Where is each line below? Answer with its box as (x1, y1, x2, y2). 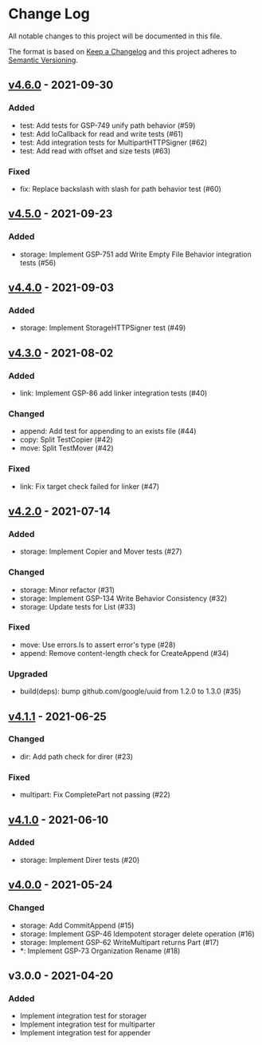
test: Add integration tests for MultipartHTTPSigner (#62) (19, 137, 208, 147)
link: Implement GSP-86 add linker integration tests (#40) (19, 388, 208, 398)
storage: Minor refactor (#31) (19, 585, 115, 594)
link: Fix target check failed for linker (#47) (19, 481, 160, 491)
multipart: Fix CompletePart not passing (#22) (19, 790, 171, 800)
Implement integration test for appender (19, 1028, 151, 1038)
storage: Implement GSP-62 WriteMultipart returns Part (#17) (19, 937, 220, 947)
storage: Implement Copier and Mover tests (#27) (19, 546, 182, 556)
